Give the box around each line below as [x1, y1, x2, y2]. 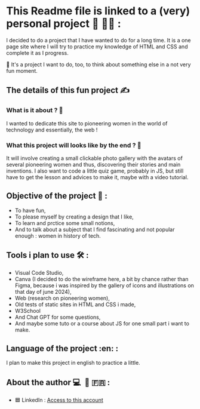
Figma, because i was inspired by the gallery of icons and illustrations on [14, 282, 194, 289]
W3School [14, 307, 41, 314]
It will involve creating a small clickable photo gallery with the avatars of [6, 154, 183, 162]
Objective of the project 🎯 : [6, 191, 107, 201]
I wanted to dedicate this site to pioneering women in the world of [6, 119, 168, 127]
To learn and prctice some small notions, [14, 219, 115, 226]
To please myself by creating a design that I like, [14, 213, 134, 220]
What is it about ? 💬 [6, 106, 63, 115]
